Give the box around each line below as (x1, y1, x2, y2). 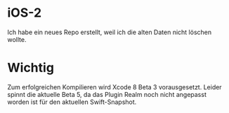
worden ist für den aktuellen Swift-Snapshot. (7, 98, 137, 106)
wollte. (7, 35, 27, 43)
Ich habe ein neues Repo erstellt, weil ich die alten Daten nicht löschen (7, 28, 212, 36)
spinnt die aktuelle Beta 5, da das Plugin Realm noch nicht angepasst (7, 90, 207, 98)
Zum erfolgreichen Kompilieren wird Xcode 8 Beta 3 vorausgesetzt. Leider (7, 82, 223, 91)
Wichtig (7, 60, 55, 76)
